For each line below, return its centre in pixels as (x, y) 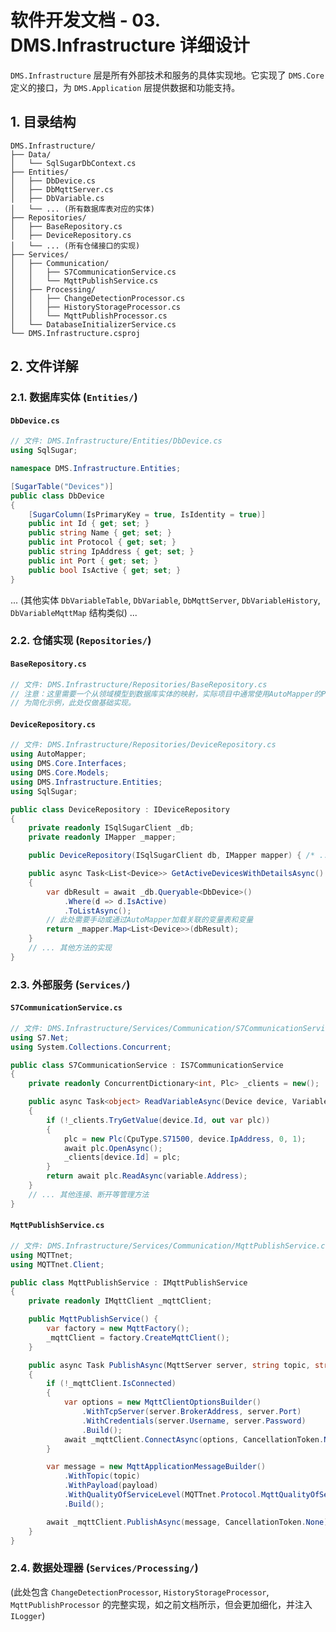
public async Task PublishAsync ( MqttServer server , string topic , (169, 1365)
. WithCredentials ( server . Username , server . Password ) (194, 1421)
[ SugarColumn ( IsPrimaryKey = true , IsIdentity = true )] (147, 514)
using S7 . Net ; (40, 1037)
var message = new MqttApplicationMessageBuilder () (156, 1467)
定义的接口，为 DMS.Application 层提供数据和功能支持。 (125, 87)
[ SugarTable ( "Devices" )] (62, 486)
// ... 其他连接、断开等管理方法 (89, 1194)
